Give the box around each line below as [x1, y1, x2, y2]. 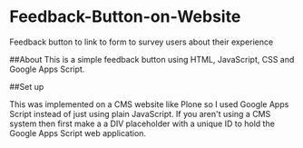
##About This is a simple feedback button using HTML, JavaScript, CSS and [9, 54, 295, 64]
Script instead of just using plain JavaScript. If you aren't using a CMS [9, 108, 271, 119]
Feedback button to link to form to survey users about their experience [9, 36, 274, 47]
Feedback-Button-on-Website [9, 6, 241, 27]
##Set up [9, 81, 44, 92]
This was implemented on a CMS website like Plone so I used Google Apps [9, 98, 289, 110]
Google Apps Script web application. [9, 127, 147, 138]
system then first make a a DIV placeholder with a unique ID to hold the [9, 118, 275, 129]
